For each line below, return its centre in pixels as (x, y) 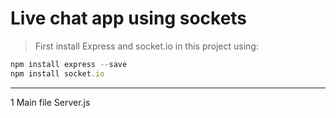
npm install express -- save (69, 64)
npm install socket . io (57, 73)
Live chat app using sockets (129, 18)
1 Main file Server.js (50, 102)
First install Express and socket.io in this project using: (146, 46)
